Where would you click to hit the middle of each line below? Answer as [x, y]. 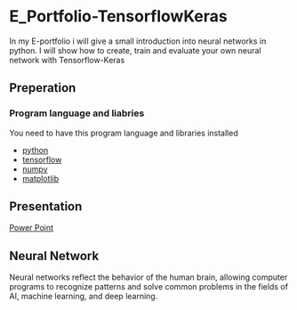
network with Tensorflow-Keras [67, 60]
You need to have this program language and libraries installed [124, 133]
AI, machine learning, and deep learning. [84, 297]
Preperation [43, 88]
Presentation [46, 207]
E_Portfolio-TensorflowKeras [119, 16]
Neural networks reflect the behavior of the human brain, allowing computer [148, 277]
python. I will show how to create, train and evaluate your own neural [135, 50]
